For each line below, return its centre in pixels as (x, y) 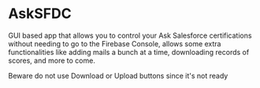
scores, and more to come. (52, 60)
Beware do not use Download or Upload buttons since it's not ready (118, 75)
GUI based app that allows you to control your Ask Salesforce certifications (130, 35)
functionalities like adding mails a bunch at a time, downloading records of (129, 52)
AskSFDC (40, 14)
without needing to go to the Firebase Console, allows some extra (115, 43)
